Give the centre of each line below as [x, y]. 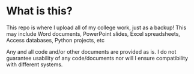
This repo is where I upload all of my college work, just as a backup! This [96, 27]
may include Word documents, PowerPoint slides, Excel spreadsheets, [93, 33]
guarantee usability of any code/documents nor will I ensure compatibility [97, 58]
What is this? [40, 11]
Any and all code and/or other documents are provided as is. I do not [91, 51]
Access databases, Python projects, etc [56, 40]
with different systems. [35, 64]
